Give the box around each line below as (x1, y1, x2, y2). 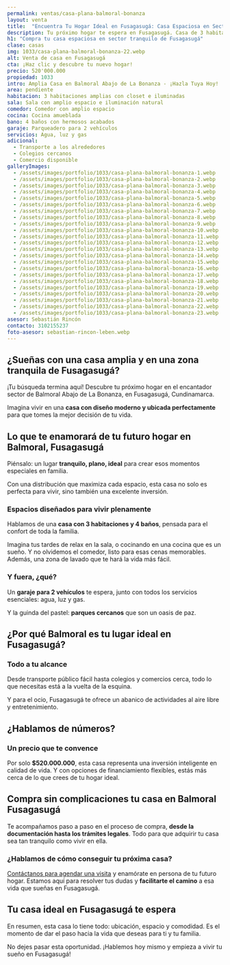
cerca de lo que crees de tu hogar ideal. (7, 773, 120, 781)
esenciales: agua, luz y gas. (7, 595, 86, 603)
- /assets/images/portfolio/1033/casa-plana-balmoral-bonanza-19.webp (13, 284, 219, 291)
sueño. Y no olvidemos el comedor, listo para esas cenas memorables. (7, 548, 207, 556)
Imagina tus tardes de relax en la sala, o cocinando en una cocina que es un (7, 541, 221, 549)
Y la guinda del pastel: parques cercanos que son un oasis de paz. (7, 608, 196, 617)
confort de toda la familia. (7, 527, 80, 535)
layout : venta (7, 16, 48, 23)
